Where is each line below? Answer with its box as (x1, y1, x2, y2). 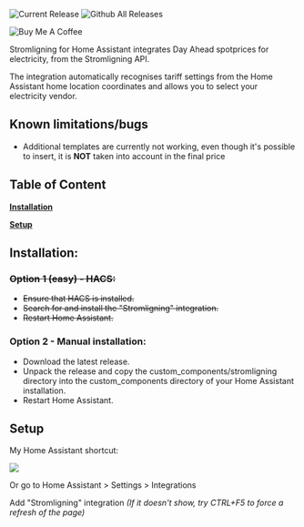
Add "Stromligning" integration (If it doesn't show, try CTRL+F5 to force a (9, 497, 284, 509)
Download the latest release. (22, 356, 130, 367)
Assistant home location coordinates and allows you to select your (9, 81, 258, 91)
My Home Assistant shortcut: (9, 445, 119, 456)
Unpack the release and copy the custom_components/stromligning (22, 365, 278, 377)
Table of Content (9, 177, 106, 193)
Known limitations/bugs (9, 117, 148, 132)
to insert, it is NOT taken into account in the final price (22, 150, 226, 161)
